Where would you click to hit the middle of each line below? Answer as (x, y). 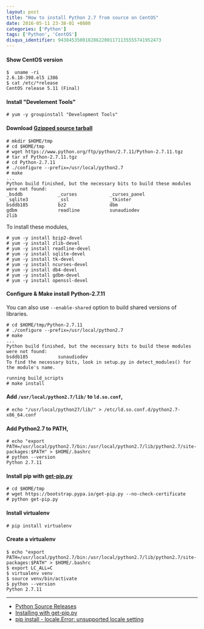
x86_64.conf (21, 415)
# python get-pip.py (32, 500)
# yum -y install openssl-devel (47, 280)
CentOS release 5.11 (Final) (43, 89)
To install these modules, (37, 227)
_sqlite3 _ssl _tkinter (69, 199)
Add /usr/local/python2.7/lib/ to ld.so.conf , (65, 397)
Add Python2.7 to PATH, (37, 428)
